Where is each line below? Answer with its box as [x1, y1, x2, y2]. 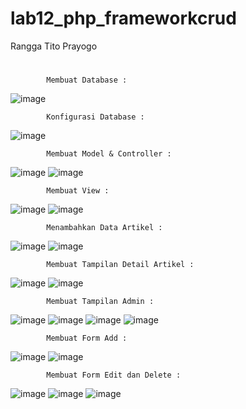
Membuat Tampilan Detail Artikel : [46, 260, 195, 270]
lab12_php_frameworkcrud [10, 7, 237, 30]
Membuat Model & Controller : [46, 149, 172, 159]
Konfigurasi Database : [46, 112, 145, 122]
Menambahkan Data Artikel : [46, 223, 163, 233]
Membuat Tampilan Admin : [46, 297, 155, 307]
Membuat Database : [46, 75, 128, 86]
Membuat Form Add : [46, 333, 128, 344]
